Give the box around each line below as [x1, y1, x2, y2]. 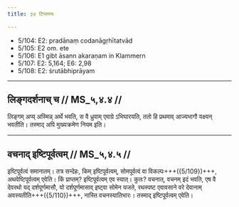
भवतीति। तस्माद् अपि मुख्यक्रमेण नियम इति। [7, 120, 107, 129]
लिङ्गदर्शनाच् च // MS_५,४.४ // [7, 94, 122, 106]
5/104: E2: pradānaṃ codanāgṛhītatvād [17, 36, 133, 45]
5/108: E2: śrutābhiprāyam [17, 66, 95, 75]
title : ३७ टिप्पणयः [7, 10, 55, 18]
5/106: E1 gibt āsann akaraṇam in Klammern [17, 51, 146, 60]
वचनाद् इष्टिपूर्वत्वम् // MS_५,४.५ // [7, 148, 131, 160]
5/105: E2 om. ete [17, 43, 70, 52]
